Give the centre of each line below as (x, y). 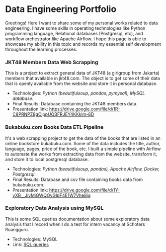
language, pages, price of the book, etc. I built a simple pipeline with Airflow (83, 149)
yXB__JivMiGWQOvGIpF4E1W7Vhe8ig (51, 195)
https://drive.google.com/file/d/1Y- (84, 190)
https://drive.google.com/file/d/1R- (84, 109)
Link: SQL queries (30, 244)
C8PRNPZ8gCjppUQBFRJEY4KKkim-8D (53, 114)
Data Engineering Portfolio (61, 9)
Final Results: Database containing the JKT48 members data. (75, 104)
